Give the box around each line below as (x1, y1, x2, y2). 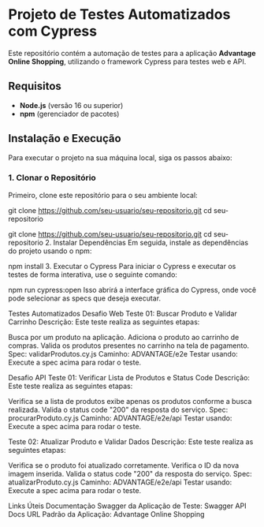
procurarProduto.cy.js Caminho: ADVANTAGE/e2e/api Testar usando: (8, 413, 232, 423)
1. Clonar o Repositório (8, 172, 96, 183)
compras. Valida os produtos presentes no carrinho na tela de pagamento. (8, 341, 250, 350)
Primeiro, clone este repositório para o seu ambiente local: (8, 190, 199, 200)
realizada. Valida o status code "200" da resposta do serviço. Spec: (8, 405, 229, 414)
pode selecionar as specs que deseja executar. (8, 293, 162, 303)
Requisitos (8, 80, 61, 93)
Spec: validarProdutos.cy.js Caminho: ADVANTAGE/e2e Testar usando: (8, 349, 238, 358)
